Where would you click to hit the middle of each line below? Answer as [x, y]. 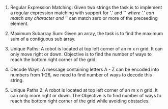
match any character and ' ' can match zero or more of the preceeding [84, 18]
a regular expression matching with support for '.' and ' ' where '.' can [82, 13]
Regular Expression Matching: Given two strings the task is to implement [86, 7]
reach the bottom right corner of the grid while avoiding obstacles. [80, 101]
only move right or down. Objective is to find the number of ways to [81, 54]
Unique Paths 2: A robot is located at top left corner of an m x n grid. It [84, 90]
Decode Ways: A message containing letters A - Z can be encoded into [85, 69]
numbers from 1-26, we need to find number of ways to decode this [81, 75]
